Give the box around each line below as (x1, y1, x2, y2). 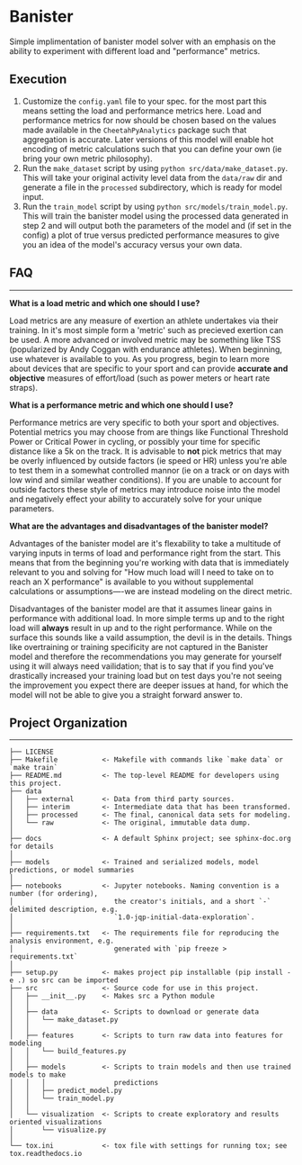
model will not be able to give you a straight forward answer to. (9, 689, 243, 700)
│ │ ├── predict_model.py (9, 1087, 123, 1096)
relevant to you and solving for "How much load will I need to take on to (9, 566, 274, 577)
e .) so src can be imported (9, 976, 119, 985)
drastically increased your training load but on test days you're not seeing (9, 670, 282, 681)
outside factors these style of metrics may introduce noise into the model (9, 483, 280, 494)
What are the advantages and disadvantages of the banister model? (9, 520, 269, 531)
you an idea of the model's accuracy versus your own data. (22, 239, 243, 249)
